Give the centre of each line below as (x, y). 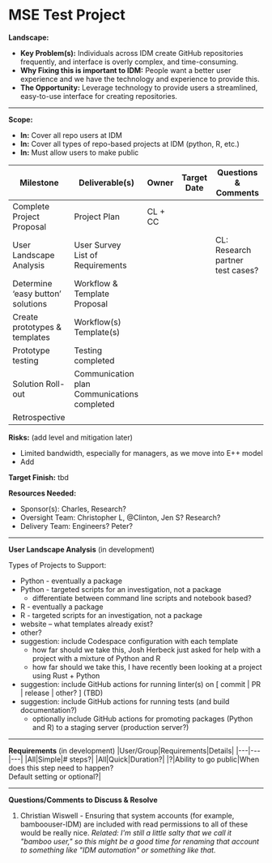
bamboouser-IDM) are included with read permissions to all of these (134, 824)
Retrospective (39, 417)
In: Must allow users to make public (79, 152)
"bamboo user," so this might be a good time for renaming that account (140, 841)
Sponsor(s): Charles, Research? (73, 509)
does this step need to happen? (61, 767)
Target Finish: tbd (38, 477)
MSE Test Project (67, 15)
